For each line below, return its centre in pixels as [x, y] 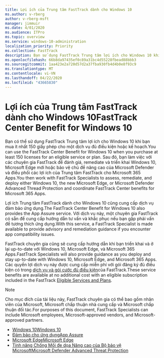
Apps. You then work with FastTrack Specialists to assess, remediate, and [79, 178]
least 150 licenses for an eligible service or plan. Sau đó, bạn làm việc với [79, 157]
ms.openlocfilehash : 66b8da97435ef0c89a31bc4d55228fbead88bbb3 [71, 60]
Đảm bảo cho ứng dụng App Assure [48, 334]
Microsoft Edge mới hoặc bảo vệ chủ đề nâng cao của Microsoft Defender [80, 167]
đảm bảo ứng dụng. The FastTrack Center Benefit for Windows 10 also [75, 208]
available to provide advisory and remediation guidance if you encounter [78, 229]
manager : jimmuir [23, 23]
